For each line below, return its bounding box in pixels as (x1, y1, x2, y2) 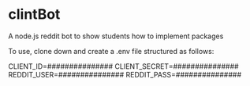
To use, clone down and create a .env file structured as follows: (8, 46, 215, 56)
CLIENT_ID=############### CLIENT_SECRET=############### (8, 61, 239, 71)
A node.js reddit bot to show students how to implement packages (8, 31, 224, 41)
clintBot (8, 5, 61, 23)
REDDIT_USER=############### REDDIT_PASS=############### (8, 70, 242, 79)
